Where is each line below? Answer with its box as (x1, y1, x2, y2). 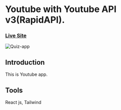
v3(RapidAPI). (5, 14, 65, 26)
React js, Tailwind (5, 99, 42, 105)
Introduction (5, 58, 45, 66)
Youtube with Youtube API (5, 4, 116, 15)
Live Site (5, 32, 27, 39)
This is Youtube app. (5, 71, 48, 77)
